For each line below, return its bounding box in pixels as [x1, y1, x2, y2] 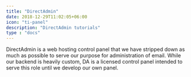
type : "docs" [6, 30, 41, 36]
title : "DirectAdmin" [6, 8, 59, 14]
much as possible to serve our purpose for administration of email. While [6, 52, 181, 59]
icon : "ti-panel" [6, 19, 48, 25]
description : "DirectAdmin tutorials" [6, 24, 100, 31]
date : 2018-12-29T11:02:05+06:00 [6, 14, 88, 20]
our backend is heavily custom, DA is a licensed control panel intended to [6, 58, 183, 65]
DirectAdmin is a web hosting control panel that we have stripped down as [6, 46, 185, 53]
